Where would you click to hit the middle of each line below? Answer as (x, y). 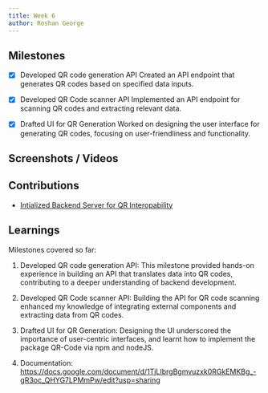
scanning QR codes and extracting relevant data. (101, 108)
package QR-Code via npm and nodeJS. (87, 347)
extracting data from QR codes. (72, 314)
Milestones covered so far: (53, 249)
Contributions (44, 186)
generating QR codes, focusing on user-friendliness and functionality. (135, 133)
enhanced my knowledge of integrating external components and (128, 306)
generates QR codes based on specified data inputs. (107, 84)
